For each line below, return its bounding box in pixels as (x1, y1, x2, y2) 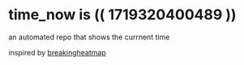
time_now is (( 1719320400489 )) (8, 6, 237, 24)
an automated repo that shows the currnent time (8, 32, 170, 42)
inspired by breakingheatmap (8, 47, 107, 57)
